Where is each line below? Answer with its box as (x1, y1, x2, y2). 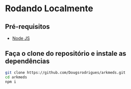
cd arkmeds (5, 74, 27, 80)
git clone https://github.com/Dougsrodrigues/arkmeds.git (5, 70, 126, 75)
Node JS (12, 35, 30, 41)
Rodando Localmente (5, 3, 93, 14)
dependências (5, 57, 50, 66)
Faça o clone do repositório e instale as (5, 49, 127, 58)
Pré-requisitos (5, 22, 50, 31)
